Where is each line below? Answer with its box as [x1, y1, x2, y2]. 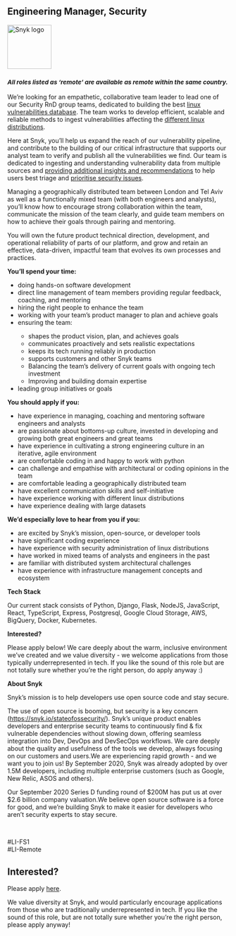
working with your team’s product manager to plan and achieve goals [17, 311, 218, 319]
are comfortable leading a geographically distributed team [17, 479, 187, 488]
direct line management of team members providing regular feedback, [17, 288, 222, 297]
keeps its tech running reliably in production [27, 347, 156, 355]
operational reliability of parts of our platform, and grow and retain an [7, 239, 208, 247]
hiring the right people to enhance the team [17, 303, 144, 312]
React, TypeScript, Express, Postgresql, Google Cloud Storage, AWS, [7, 609, 208, 617]
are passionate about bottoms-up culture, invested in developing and [17, 426, 218, 436]
